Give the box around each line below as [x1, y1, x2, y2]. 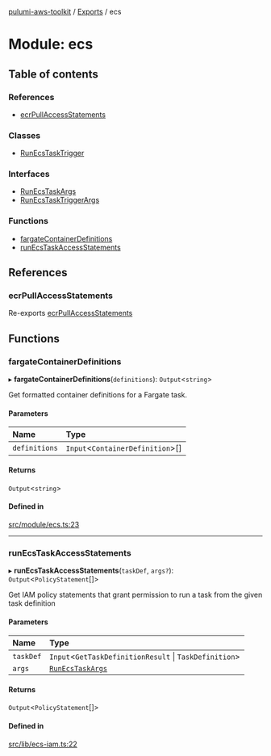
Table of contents [8, 67, 98, 81]
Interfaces [8, 169, 50, 180]
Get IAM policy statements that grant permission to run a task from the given [8, 590, 263, 600]
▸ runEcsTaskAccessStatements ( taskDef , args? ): [8, 565, 174, 576]
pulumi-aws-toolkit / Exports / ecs [8, 7, 122, 16]
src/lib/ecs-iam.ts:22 [8, 739, 78, 749]
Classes [8, 129, 41, 141]
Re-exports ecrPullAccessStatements [8, 309, 133, 318]
